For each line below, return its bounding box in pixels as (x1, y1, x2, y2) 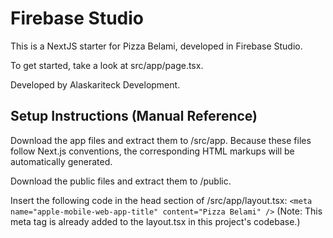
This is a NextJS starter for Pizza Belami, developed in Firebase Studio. (10, 40, 303, 52)
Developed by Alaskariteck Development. (10, 78, 181, 91)
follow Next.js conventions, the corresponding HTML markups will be (10, 145, 295, 157)
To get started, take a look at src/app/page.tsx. (10, 59, 204, 71)
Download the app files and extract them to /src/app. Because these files (10, 134, 312, 146)
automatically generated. (10, 155, 113, 167)
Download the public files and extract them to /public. (10, 175, 232, 187)
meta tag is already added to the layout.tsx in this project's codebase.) (10, 215, 301, 227)
